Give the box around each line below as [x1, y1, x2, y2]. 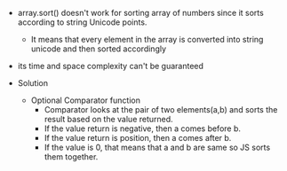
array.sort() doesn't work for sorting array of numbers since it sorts [17, 8, 264, 18]
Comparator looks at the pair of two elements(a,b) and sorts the [44, 105, 278, 114]
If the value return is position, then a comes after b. [44, 133, 232, 143]
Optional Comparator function [30, 95, 140, 105]
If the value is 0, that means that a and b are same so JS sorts [44, 142, 271, 152]
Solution [17, 78, 49, 88]
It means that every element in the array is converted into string [30, 35, 264, 44]
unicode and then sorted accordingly [30, 43, 167, 54]
